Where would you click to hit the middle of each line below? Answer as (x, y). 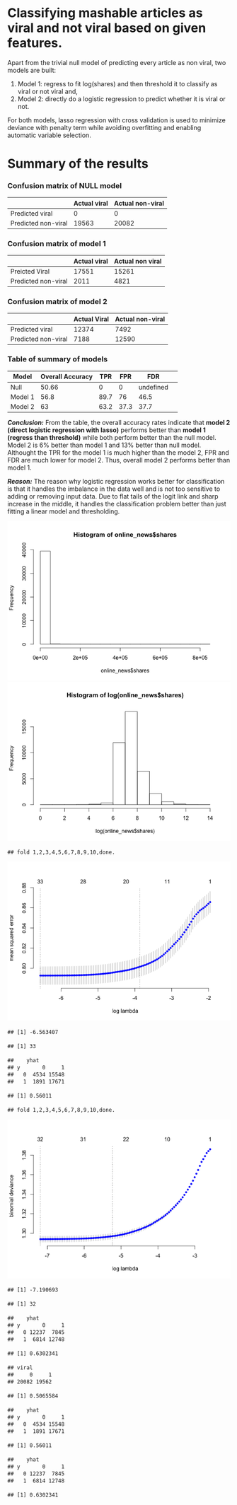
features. (35, 43)
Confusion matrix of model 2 (57, 301)
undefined (153, 387)
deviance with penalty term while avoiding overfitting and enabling (104, 127)
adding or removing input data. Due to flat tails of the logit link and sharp (113, 496)
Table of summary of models (58, 359)
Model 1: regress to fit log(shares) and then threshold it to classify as (117, 83)
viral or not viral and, (47, 91)
